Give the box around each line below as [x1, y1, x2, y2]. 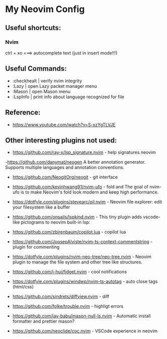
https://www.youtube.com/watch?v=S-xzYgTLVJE [12, 121, 116, 127]
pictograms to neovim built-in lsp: [21, 219, 90, 225]
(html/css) [12, 284, 34, 290]
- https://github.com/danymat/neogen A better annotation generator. [5, 159, 146, 165]
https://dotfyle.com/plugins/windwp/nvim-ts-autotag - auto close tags [12, 278, 158, 284]
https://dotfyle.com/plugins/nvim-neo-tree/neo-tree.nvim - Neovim [12, 254, 151, 260]
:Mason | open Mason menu [12, 88, 71, 94]
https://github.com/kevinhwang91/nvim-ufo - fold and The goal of [12, 184, 149, 190]
